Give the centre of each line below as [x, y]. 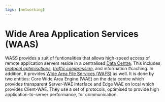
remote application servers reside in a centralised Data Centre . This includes [83, 63]
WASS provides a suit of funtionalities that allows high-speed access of [78, 58]
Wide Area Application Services [72, 34]
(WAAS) [22, 44]
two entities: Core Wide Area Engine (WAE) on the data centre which [75, 78]
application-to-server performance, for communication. [62, 94]
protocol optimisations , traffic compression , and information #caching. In [79, 68]
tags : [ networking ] [25, 10]
